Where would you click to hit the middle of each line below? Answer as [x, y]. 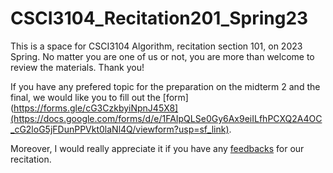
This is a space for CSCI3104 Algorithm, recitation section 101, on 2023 [156, 46]
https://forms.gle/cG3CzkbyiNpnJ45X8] [96, 108]
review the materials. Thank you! [77, 67]
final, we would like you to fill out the [85, 97]
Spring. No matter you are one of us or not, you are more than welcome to [162, 56]
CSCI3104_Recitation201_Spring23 [159, 18]
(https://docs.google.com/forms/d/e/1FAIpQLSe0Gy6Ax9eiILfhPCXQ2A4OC [166, 118]
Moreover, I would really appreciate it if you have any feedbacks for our [157, 148]
